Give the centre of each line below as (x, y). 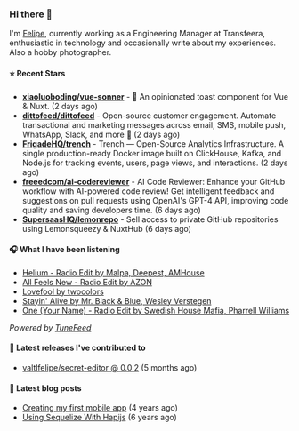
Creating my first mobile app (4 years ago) (100, 408)
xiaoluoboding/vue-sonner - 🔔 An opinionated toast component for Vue (155, 96)
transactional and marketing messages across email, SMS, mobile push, (154, 124)
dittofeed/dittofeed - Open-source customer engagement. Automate (149, 116)
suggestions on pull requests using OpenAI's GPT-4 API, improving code (155, 200)
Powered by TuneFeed (50, 327)
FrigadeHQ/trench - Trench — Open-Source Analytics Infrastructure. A (153, 144)
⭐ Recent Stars (37, 73)
